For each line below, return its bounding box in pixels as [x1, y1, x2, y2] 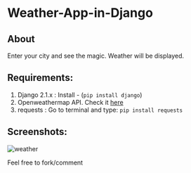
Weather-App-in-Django [7, 5, 153, 21]
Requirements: [7, 72, 74, 84]
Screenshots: [7, 126, 68, 138]
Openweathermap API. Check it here [17, 98, 124, 106]
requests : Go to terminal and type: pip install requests [17, 105, 183, 114]
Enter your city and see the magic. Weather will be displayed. [7, 51, 185, 60]
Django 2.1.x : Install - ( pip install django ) [17, 90, 143, 99]
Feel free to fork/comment [7, 158, 83, 167]
